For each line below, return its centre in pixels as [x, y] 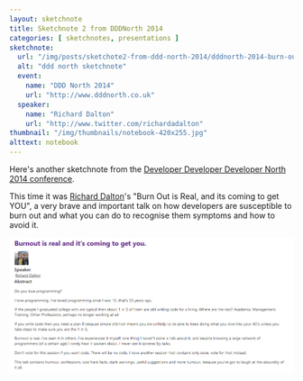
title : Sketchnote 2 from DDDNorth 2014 [87, 28]
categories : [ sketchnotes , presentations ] [94, 38]
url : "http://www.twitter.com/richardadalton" [115, 123]
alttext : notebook [44, 143]
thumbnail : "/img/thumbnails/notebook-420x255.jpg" [108, 133]
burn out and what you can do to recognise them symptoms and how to [142, 215]
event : [30, 77]
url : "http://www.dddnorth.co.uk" [90, 95]
